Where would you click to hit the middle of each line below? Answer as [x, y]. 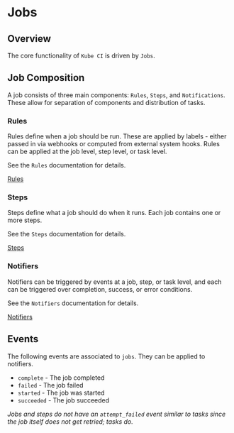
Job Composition [46, 78]
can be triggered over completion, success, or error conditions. [100, 289]
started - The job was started [61, 393]
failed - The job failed [50, 385]
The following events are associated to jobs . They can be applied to [106, 356]
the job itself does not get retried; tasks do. [70, 421]
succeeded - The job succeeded [63, 400]
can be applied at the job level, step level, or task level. [87, 152]
